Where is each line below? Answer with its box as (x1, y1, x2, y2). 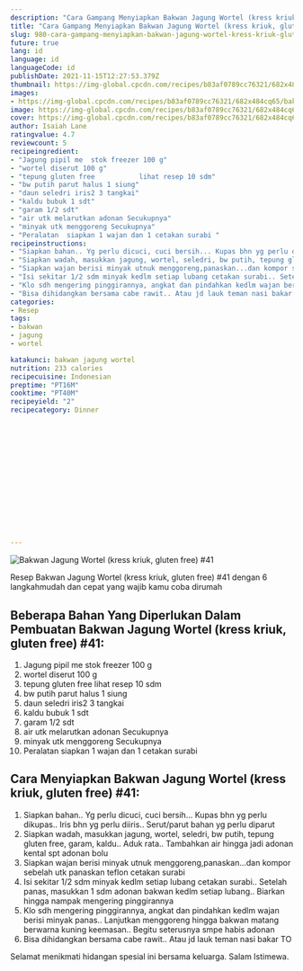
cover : (10, 113, 35, 122)
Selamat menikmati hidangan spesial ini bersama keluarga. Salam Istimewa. (10, 950, 290, 962)
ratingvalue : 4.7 (10, 130, 76, 139)
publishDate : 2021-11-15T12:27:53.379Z (10, 72, 160, 81)
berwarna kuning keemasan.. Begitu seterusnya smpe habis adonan (22, 923, 275, 935)
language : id (10, 55, 59, 64)
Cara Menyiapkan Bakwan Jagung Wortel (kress (10, 771, 287, 787)
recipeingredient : (10, 147, 79, 156)
